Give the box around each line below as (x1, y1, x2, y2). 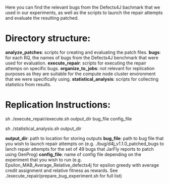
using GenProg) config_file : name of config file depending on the (5, 151, 141, 157)
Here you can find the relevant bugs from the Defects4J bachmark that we (5, 5, 160, 10)
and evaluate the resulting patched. (5, 15, 79, 21)
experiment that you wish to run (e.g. (5, 156, 82, 163)
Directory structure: (5, 33, 91, 44)
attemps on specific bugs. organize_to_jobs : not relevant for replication (5, 65, 155, 71)
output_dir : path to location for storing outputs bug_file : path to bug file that (5, 135, 164, 141)
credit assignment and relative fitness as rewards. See (5, 167, 118, 173)
